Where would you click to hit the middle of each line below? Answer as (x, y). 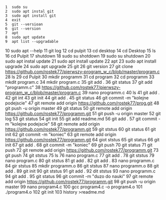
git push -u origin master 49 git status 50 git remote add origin (69, 108)
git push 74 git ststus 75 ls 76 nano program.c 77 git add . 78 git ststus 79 (80, 155)
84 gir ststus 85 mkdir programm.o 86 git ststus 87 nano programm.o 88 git (82, 166)
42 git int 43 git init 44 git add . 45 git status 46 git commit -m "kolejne (77, 98)
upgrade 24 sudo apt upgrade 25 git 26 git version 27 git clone (69, 66)
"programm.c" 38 (23, 87)
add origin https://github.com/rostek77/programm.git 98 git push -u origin (80, 182)
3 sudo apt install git (31, 16)
